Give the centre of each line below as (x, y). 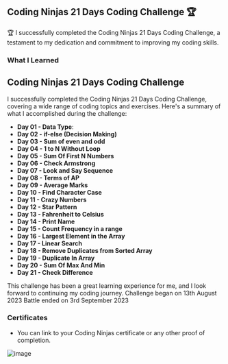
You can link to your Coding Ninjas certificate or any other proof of (111, 332)
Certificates (27, 318)
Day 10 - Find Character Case (60, 192)
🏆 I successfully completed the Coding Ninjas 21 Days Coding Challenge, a (114, 32)
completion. (34, 340)
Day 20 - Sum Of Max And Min (61, 265)
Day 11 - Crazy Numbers (52, 199)
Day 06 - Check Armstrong (56, 163)
